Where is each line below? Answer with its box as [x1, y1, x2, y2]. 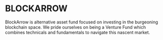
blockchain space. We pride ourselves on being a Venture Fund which [5, 24, 146, 30]
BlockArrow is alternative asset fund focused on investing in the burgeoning [5, 19, 158, 25]
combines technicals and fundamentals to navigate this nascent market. [5, 29, 150, 35]
